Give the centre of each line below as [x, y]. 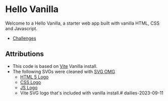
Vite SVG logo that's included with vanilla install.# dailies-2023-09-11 [92, 93]
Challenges [24, 38]
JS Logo [29, 87]
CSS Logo [31, 82]
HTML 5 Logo [34, 77]
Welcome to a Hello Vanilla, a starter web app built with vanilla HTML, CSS [82, 23]
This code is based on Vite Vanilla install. [55, 66]
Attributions [25, 54]
